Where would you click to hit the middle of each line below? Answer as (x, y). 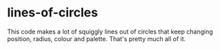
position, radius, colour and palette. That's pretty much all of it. (97, 38)
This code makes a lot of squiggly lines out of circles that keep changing (110, 32)
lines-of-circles (53, 13)
